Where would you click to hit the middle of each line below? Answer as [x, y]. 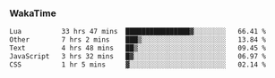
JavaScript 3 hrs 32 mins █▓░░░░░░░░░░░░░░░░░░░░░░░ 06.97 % [138, 56]
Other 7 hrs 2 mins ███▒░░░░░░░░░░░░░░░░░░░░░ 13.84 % [138, 40]
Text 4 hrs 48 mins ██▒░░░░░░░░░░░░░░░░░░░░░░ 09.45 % [138, 48]
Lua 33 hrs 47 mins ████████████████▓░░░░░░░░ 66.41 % [138, 32]
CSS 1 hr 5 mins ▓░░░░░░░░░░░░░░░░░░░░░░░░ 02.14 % [138, 65]
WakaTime [33, 13]
